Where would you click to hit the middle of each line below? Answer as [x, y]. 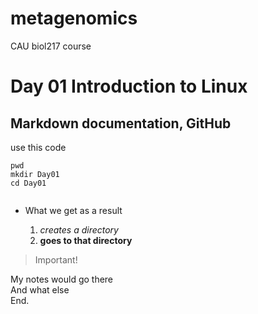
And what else [40, 289]
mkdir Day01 [35, 174]
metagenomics [74, 18]
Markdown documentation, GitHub [121, 123]
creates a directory [79, 229]
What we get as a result [73, 210]
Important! [56, 259]
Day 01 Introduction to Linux [129, 86]
